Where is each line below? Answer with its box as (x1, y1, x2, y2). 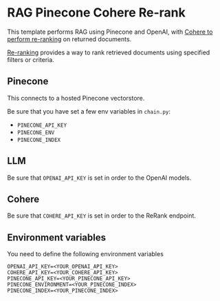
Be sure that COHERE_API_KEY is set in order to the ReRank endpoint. (7, 211, 196, 220)
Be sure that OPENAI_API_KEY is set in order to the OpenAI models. (7, 174, 192, 182)
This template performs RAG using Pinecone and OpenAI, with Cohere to (7, 28, 213, 36)
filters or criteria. (7, 55, 55, 63)
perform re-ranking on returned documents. (7, 34, 132, 43)
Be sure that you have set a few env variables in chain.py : (7, 107, 170, 115)
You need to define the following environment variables (7, 250, 164, 258)
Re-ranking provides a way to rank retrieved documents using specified (7, 48, 210, 56)
